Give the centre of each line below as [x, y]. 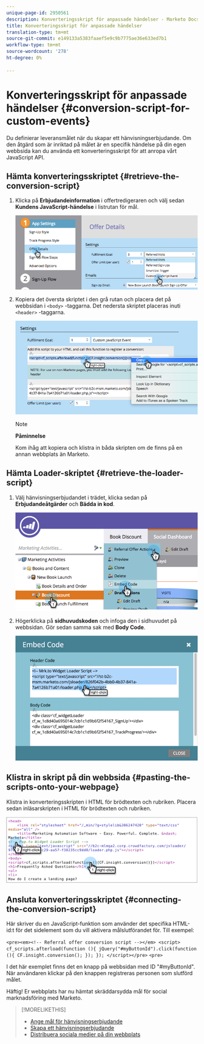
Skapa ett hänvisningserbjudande [72, 1028]
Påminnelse [30, 436]
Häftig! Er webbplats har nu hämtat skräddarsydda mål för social [87, 992]
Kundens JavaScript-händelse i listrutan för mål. [77, 207]
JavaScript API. [25, 157]
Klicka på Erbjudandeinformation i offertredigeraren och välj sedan [100, 200]
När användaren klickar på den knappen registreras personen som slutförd [100, 973]
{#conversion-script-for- [125, 108]
